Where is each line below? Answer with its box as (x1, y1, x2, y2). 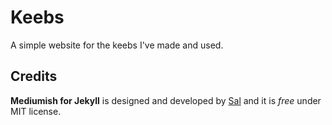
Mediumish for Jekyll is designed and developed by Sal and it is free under (10, 94, 322, 106)
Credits (10, 68, 58, 85)
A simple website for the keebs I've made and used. (10, 39, 224, 51)
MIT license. (10, 105, 62, 117)
